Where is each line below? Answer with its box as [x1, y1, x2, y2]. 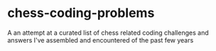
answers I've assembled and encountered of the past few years [7, 35, 194, 44]
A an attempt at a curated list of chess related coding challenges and [7, 28, 209, 37]
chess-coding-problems [7, 5, 155, 21]
